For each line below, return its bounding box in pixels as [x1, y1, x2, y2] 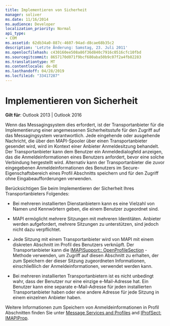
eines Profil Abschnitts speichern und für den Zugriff [49, 170, 159, 176]
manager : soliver [5, 12, 42, 17]
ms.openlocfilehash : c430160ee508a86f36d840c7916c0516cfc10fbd [5, 50, 142, 55]
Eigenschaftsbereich [5, 170, 48, 176]
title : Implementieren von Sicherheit [5, 7, 87, 13]
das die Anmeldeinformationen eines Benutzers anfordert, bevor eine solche [5, 154, 164, 160]
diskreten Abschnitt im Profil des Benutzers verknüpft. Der [12, 241, 135, 248]
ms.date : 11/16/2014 [5, 17, 49, 22]
